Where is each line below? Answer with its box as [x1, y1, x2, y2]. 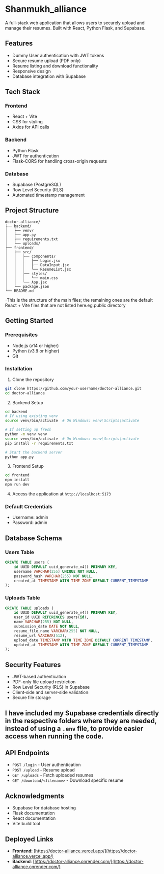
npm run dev [5, 482, 29, 487]
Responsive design [12, 68, 51, 74]
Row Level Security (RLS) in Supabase [12, 684, 90, 690]
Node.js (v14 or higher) [12, 343, 59, 349]
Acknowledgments [5, 792, 65, 800]
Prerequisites [5, 331, 38, 338]
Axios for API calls [12, 124, 50, 130]
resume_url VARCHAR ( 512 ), [14, 633, 67, 638]
